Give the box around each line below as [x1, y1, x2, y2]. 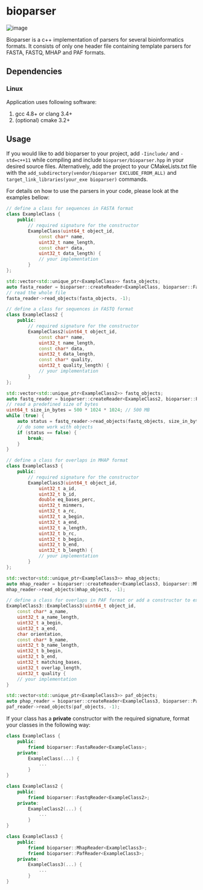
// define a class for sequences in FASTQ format [6, 306, 134, 312]
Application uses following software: [6, 98, 97, 105]
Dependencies [6, 67, 62, 77]
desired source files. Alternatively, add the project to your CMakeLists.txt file [6, 163, 197, 170]
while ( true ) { [6, 413, 45, 419]
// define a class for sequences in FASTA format [6, 206, 134, 212]
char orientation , [17, 631, 63, 637]
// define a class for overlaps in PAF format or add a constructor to [6, 597, 190, 603]
